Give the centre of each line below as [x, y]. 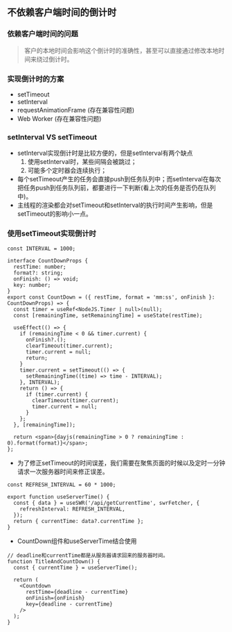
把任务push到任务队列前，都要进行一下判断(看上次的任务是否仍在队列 [116, 188]
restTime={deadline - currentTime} [77, 592]
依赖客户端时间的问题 [43, 34]
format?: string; [38, 273]
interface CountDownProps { [48, 260]
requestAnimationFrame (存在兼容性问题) [76, 110]
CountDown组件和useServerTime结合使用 [77, 541]
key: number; [32, 285]
